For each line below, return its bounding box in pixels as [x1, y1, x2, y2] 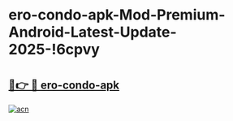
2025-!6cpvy [8, 41, 100, 58]
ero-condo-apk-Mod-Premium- [8, 6, 226, 24]
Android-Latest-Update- [8, 23, 177, 41]
